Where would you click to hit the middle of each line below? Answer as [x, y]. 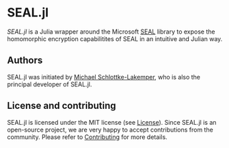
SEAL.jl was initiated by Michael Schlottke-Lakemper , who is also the [104, 77]
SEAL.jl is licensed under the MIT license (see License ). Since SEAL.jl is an [112, 122]
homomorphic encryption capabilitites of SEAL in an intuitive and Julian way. [115, 38]
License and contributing [62, 106]
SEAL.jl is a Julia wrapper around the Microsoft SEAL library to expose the [111, 32]
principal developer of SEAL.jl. [50, 84]
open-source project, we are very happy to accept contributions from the [110, 129]
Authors [25, 61]
